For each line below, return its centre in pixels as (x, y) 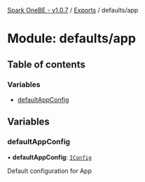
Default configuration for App (50, 171)
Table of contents (46, 64)
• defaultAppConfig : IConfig (50, 157)
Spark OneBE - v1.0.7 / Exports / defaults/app (73, 10)
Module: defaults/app (72, 39)
